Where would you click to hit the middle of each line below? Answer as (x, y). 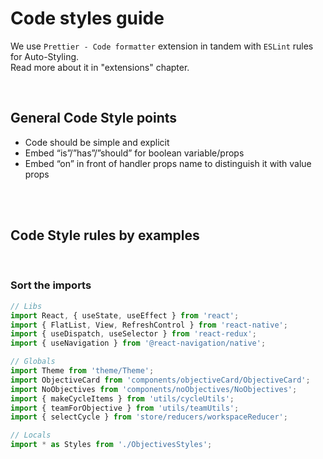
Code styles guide (87, 18)
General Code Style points (94, 118)
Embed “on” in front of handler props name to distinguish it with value (168, 163)
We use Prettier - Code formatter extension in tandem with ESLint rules (162, 46)
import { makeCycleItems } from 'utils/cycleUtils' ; (122, 398)
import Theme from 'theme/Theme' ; (82, 371)
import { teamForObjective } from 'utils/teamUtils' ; (125, 408)
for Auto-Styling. (45, 56)
